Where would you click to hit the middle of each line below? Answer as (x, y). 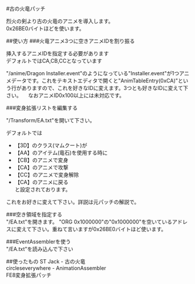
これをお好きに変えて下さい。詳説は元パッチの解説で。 (73, 202)
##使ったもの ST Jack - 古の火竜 (46, 261)
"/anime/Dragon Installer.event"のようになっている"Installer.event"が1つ (93, 73)
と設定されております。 (43, 189)
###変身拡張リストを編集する (42, 108)
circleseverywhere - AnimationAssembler (56, 268)
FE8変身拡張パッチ (29, 275)
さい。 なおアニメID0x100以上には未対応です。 (65, 95)
